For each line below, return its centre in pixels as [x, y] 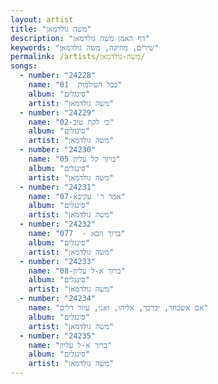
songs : [24, 66]
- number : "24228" [58, 76]
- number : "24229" [58, 112]
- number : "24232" [58, 224]
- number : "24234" [58, 299]
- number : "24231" [58, 187]
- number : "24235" [58, 336]
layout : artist [42, 19]
